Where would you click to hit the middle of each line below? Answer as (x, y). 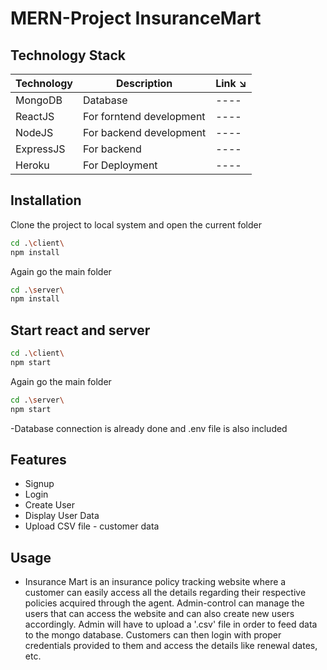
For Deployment (120, 165)
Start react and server (80, 330)
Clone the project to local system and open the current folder (136, 224)
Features (38, 460)
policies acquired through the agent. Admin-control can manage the (164, 603)
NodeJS (34, 132)
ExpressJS (40, 149)
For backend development (145, 132)
